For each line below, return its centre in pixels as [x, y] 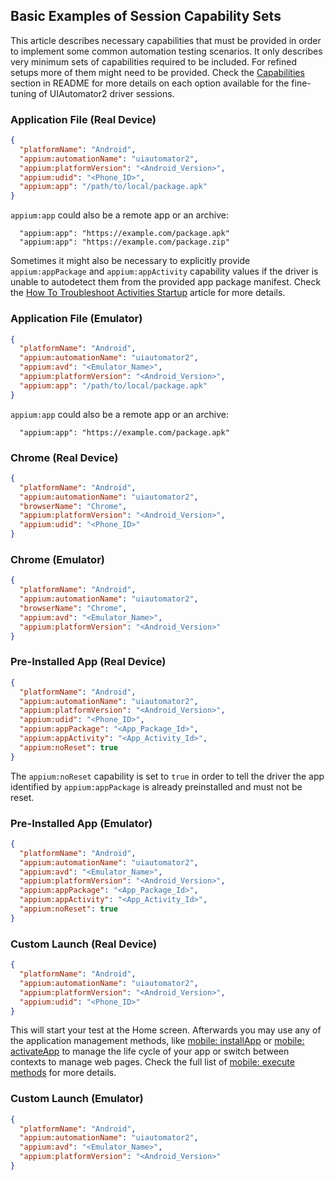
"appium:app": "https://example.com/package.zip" [124, 242]
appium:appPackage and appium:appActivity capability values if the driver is [164, 271]
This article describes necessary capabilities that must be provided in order [166, 40]
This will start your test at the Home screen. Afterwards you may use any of [166, 1030]
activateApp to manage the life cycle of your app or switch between [150, 1051]
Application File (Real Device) [83, 119]
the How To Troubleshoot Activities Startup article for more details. [148, 293]
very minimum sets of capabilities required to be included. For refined [154, 61]
